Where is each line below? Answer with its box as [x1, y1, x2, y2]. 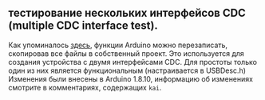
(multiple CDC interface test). [8, 19, 158, 33]
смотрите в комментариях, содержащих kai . [8, 82, 162, 92]
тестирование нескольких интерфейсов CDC [8, 6, 246, 20]
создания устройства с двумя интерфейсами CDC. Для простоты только [8, 57, 258, 66]
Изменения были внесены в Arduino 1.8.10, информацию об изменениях [8, 74, 254, 83]
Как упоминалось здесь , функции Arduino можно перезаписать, [8, 40, 228, 50]
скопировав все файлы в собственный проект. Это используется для [8, 48, 245, 58]
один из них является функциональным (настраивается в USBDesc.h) [8, 66, 246, 75]
